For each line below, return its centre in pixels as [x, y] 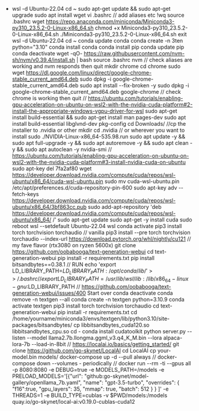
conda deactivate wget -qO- [47, 53]
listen [19, 338]
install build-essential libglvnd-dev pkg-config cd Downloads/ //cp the [99, 124]
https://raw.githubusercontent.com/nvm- [134, 53]
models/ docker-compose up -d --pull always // [97, 357]
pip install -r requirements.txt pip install [106, 258]
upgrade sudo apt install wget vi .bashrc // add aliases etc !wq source [98, 15]
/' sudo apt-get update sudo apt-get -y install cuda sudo [122, 220]
